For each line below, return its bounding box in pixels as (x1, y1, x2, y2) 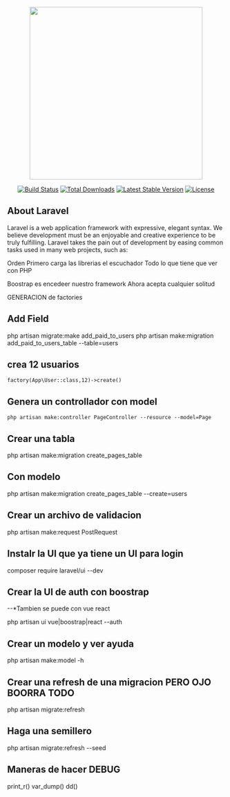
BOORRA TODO (7, 687, 75, 699)
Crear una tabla (7, 432, 75, 445)
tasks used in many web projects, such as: (7, 245, 128, 253)
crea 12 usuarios (7, 359, 79, 371)
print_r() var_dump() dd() (7, 782, 78, 790)
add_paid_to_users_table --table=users (7, 338, 119, 347)
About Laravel (7, 205, 69, 217)
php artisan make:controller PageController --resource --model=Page (7, 414, 212, 421)
